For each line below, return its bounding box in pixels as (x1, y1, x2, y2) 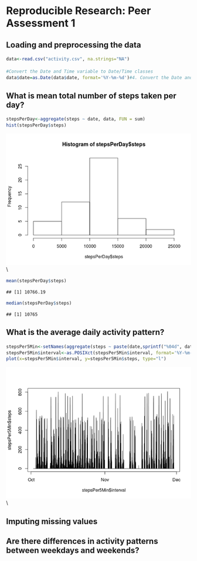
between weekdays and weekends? (6, 546, 140, 556)
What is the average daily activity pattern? (6, 327, 165, 337)
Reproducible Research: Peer (6, 4, 151, 18)
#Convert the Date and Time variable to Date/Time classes (6, 69, 154, 74)
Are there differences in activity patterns (6, 536, 158, 546)
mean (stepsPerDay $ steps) (6, 278, 67, 284)
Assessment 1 (6, 16, 76, 30)
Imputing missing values (6, 516, 98, 526)
